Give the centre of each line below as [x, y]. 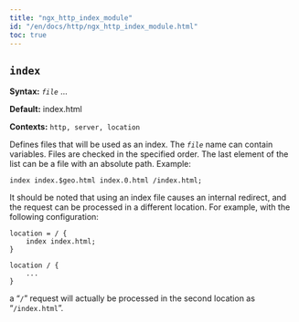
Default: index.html [46, 109]
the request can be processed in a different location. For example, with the [150, 207]
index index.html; [61, 242]
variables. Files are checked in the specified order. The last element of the [149, 154]
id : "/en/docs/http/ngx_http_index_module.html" [104, 26]
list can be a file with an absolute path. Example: [101, 164]
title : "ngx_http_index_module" [71, 18]
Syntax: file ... [39, 91]
